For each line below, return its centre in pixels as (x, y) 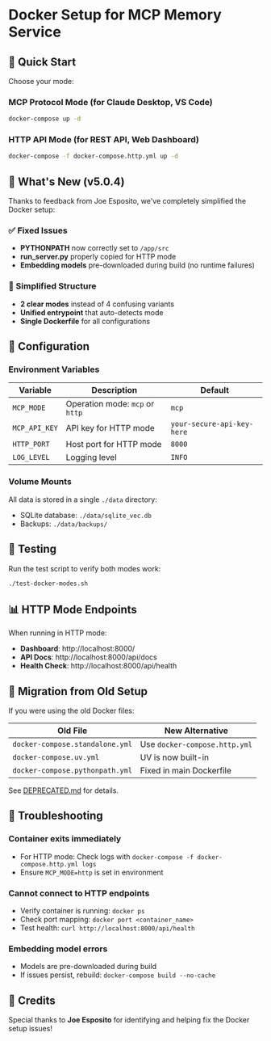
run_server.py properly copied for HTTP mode (98, 257)
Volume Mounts (40, 482)
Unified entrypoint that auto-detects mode (92, 312)
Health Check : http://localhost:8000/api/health (98, 666)
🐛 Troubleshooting (56, 816)
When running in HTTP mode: (58, 633)
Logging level (91, 457)
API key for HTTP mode (110, 428)
